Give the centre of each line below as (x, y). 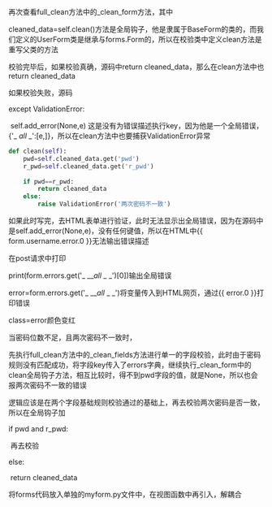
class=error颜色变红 (42, 320)
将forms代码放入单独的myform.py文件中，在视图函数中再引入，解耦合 (125, 494)
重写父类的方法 (33, 50)
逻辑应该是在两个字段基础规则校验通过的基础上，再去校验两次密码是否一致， (136, 402)
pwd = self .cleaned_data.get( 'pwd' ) (81, 158)
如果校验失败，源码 (41, 93)
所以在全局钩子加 (37, 412)
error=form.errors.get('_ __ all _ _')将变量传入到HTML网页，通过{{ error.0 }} (133, 292)
